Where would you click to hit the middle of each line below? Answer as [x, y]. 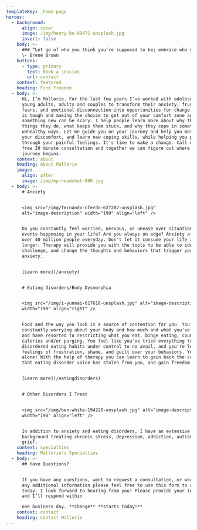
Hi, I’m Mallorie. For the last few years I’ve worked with [96, 99]
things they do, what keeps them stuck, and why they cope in [99, 126]
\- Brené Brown [40, 55]
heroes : [16, 17]
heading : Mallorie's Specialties [57, 453]
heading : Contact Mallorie [50, 518]
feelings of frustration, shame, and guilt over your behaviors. [103, 352]
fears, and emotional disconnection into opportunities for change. [107, 110]
